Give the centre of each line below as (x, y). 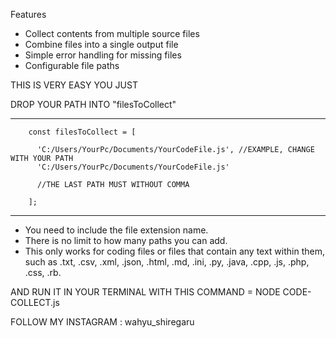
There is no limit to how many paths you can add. (126, 240)
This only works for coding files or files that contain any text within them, (174, 251)
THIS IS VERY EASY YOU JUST (74, 85)
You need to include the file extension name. (116, 230)
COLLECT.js (35, 302)
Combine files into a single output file (101, 44)
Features (28, 14)
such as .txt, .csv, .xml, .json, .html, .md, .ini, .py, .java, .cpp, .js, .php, (167, 262)
